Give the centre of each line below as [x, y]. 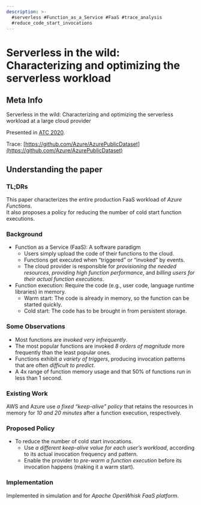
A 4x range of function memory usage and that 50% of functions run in [103, 371]
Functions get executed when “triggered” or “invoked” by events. [104, 260]
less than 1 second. [39, 378]
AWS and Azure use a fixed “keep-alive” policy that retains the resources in [100, 406]
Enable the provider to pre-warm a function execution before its [103, 461]
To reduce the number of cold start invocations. [74, 441]
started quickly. [43, 305]
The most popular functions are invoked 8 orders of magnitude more [100, 346]
